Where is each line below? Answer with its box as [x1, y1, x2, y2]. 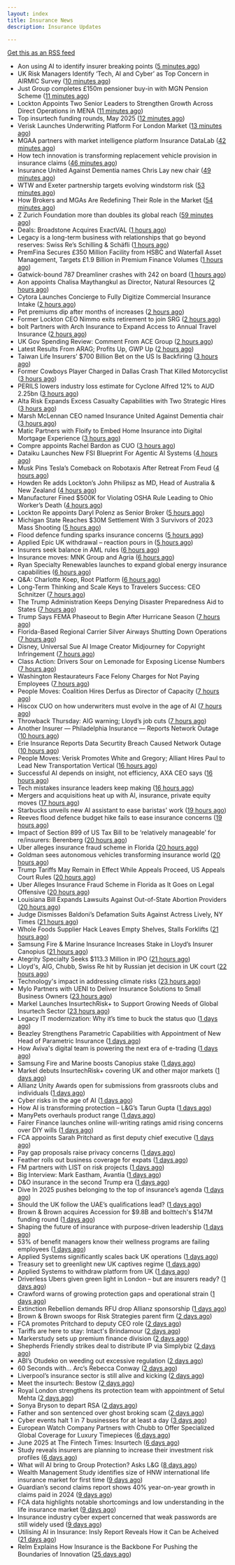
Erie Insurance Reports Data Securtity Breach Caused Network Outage [17, 739, 222, 748]
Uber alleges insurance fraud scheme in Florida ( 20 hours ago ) [17, 843, 199, 851]
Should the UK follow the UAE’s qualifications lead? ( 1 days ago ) [17, 1200, 202, 1209]
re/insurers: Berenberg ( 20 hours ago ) [17, 836, 128, 844]
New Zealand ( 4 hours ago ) [17, 486, 97, 494]
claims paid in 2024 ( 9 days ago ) [17, 1491, 113, 1499]
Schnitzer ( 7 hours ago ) [17, 590, 86, 599]
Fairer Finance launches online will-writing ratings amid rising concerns [17, 1118, 224, 1127]
